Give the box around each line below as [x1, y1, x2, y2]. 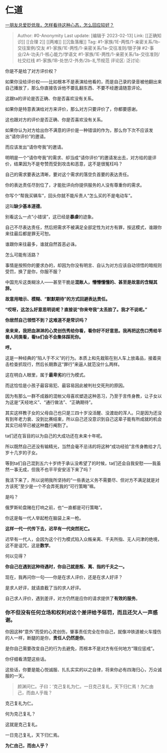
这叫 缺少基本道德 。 [5, 203, 45, 209]
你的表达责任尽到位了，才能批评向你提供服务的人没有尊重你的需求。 [5, 182, 145, 188]
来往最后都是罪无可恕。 [5, 230, 53, 237]
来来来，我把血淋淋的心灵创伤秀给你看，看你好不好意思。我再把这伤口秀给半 [5, 327, 162, 334]
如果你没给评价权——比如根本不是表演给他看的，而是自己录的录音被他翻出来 [5, 78, 162, 85]
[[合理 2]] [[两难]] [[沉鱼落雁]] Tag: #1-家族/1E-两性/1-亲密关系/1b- [26, 38, 161, 45]
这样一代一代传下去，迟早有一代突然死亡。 [5, 525, 92, 531]
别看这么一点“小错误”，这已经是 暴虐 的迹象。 [5, 214, 96, 220]
